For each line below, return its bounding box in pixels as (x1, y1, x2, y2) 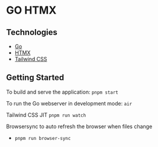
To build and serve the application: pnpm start (6, 88, 118, 95)
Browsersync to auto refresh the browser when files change (6, 123, 153, 130)
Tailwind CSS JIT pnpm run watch (6, 111, 86, 119)
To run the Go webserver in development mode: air (6, 100, 132, 107)
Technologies (6, 27, 58, 37)
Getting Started (6, 72, 65, 83)
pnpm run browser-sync (14, 135, 71, 141)
